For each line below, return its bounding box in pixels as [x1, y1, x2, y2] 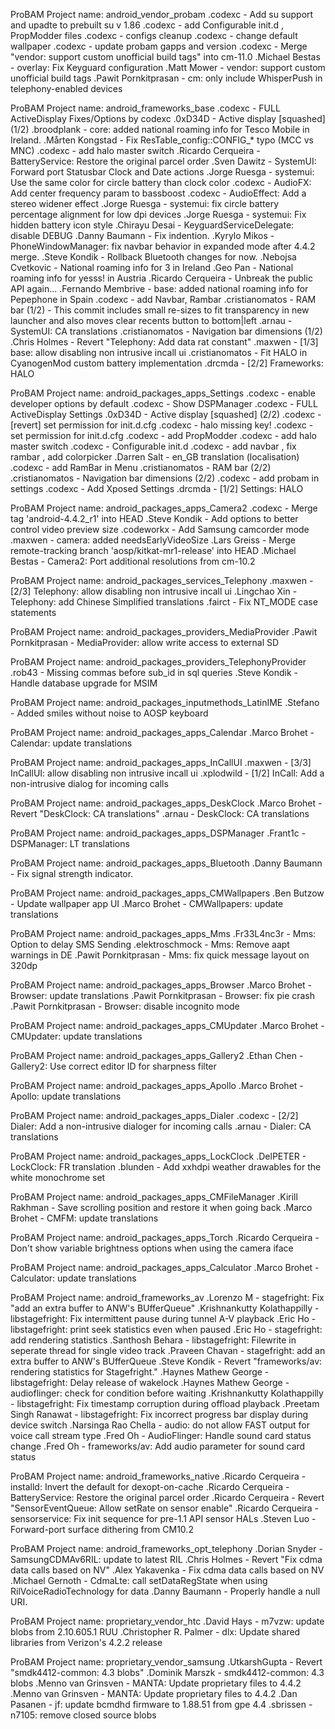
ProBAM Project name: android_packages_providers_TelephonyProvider [10, 656, 307, 668]
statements [10, 607, 57, 618]
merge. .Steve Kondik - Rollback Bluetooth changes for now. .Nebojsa [10, 251, 297, 263]
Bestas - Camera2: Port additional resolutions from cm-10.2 [10, 555, 256, 567]
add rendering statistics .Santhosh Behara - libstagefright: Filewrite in [10, 1334, 297, 1346]
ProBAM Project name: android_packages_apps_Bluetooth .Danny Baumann [10, 857, 323, 869]
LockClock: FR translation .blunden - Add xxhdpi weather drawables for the [10, 1161, 322, 1173]
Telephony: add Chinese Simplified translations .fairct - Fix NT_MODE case [10, 596, 318, 608]
